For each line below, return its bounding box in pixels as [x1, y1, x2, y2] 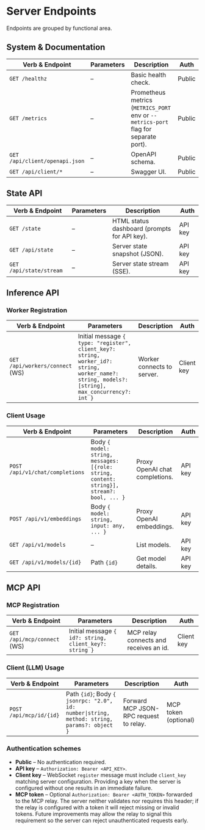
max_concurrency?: [77, 389, 132, 395]
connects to [138, 363, 173, 371]
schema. [131, 157, 156, 166]
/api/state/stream [9, 267, 63, 274]
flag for [131, 125, 152, 133]
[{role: [90, 463, 113, 471]
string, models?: [77, 377, 128, 383]
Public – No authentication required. [15, 758, 107, 765]
